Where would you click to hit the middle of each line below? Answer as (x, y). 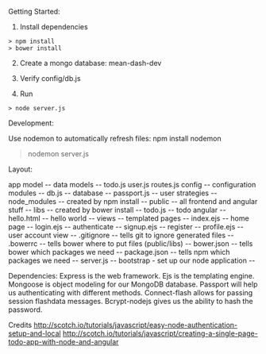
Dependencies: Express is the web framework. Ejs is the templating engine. (131, 276)
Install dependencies (54, 27)
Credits (20, 325)
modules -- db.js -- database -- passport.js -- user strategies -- (113, 193)
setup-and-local (35, 333)
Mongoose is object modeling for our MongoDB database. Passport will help (133, 284)
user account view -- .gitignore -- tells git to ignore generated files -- (121, 235)
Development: (31, 123)
